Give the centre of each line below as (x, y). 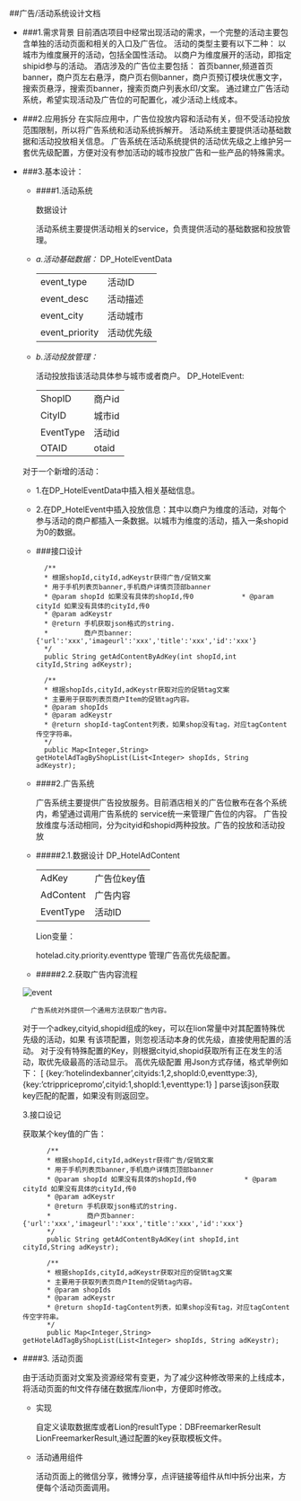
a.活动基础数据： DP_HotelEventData (104, 259)
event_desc (64, 299)
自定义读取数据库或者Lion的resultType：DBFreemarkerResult (148, 1427)
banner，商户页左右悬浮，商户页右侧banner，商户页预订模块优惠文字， (154, 77)
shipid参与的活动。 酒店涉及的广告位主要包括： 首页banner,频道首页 (147, 66)
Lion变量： (56, 936)
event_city (62, 315)
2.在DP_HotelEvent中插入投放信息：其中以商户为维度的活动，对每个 (161, 509)
